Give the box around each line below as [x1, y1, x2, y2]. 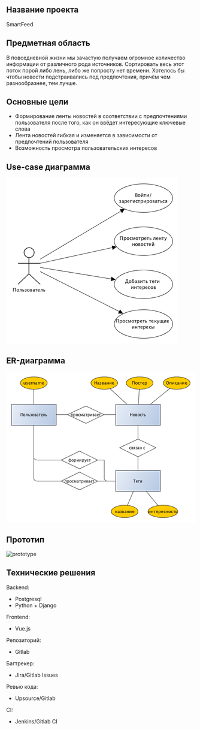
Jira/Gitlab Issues [14, 671, 58, 678]
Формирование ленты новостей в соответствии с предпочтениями [14, 113, 187, 120]
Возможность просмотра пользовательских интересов [14, 144, 157, 152]
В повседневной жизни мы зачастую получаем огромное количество [6, 54, 186, 61]
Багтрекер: [6, 659, 35, 667]
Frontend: [6, 613, 31, 620]
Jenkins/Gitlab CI [14, 717, 58, 725]
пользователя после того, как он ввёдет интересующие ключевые [14, 119, 186, 126]
